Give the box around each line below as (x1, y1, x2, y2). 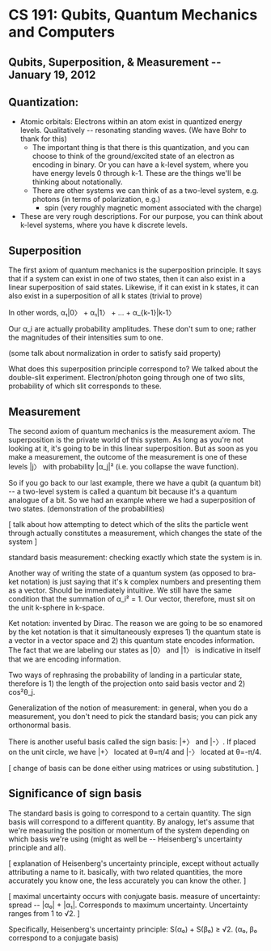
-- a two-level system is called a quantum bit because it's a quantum (8, 486, 237, 496)
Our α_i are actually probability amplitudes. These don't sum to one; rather (8, 324, 256, 334)
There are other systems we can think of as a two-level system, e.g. (32, 186, 259, 195)
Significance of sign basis (8, 786, 142, 800)
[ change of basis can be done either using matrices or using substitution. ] (8, 764, 259, 773)
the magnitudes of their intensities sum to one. (8, 332, 163, 342)
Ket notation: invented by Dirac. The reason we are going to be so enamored (8, 619, 263, 628)
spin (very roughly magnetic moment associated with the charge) (44, 203, 262, 212)
